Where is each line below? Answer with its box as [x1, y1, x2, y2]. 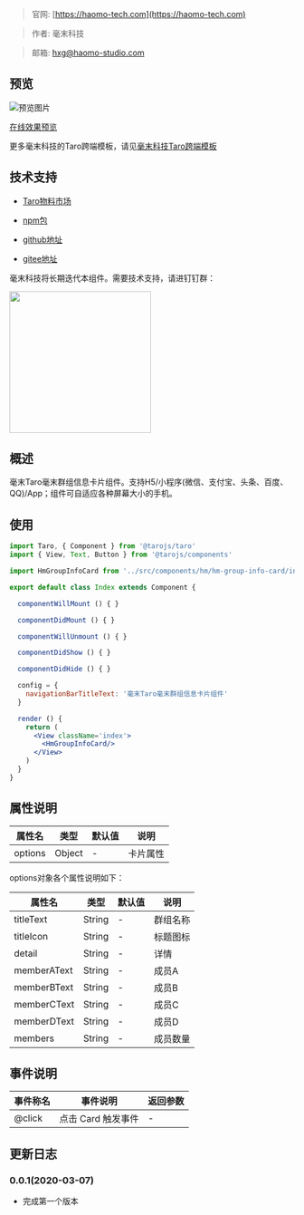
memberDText [14, 1015, 75, 1027]
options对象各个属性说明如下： [9, 872, 125, 882]
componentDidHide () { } [17, 665, 111, 674]
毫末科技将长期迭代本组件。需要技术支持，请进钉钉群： [9, 272, 215, 284]
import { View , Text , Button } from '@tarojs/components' [9, 550, 233, 560]
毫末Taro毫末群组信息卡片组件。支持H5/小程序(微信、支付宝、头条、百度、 [9, 477, 289, 487]
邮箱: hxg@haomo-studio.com [31, 47, 145, 58]
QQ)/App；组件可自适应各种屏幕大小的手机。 [9, 488, 178, 499]
